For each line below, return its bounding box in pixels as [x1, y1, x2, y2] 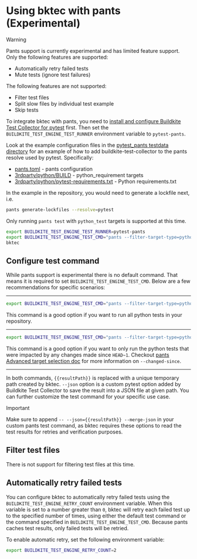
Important [6, 405, 30, 411]
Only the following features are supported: [6, 53, 108, 60]
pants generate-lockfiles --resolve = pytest [6, 206, 114, 212]
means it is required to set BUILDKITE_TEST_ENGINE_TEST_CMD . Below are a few [6, 277, 191, 285]
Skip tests [14, 106, 39, 113]
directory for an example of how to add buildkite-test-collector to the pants [6, 148, 188, 155]
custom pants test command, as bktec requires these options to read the [6, 422, 182, 429]
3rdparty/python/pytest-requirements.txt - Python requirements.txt [14, 178, 177, 185]
